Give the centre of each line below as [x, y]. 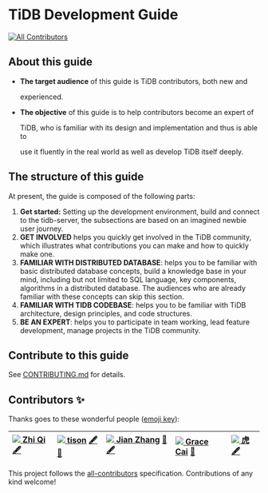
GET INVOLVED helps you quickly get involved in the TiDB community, [136, 237]
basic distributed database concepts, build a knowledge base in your [133, 271]
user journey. [41, 229]
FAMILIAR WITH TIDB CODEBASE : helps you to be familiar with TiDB [133, 304]
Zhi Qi [34, 439]
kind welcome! [32, 482]
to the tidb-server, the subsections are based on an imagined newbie [133, 220]
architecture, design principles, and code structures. [106, 313]
